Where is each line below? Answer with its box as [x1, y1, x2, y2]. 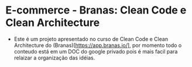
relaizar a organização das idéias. [13, 54, 95, 61]
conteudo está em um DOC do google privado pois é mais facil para [13, 48, 178, 55]
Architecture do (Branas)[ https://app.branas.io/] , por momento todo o [13, 42, 182, 49]
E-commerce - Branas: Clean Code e [5, 4, 187, 17]
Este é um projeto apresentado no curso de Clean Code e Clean [13, 35, 168, 42]
